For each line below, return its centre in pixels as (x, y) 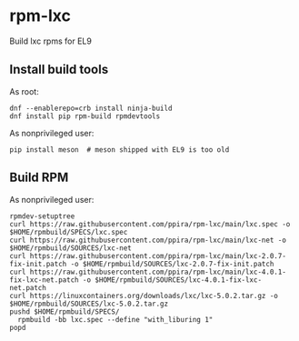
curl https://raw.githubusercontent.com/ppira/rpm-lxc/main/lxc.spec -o (150, 224)
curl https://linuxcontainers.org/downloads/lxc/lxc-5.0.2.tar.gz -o (144, 296)
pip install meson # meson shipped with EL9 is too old (120, 150)
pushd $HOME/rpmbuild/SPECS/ (65, 311)
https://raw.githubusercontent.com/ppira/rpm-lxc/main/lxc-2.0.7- (158, 256)
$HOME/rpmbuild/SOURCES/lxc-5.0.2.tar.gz (89, 304)
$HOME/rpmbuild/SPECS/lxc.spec (69, 232)
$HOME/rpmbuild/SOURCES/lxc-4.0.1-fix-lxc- (178, 280)
